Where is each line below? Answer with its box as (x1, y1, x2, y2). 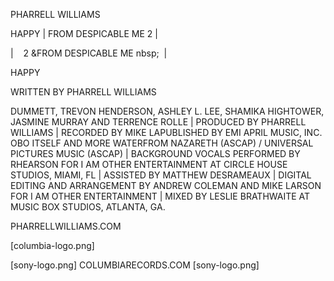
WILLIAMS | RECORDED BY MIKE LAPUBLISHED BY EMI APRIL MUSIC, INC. (10, 127, 323, 138)
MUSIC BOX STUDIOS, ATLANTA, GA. (10, 201, 166, 213)
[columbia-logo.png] (10, 240, 95, 251)
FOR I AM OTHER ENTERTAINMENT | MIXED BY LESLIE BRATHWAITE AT (10, 190, 311, 202)
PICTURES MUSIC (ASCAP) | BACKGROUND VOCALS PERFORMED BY (10, 148, 301, 159)
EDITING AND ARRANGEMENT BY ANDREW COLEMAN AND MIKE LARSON (10, 180, 322, 191)
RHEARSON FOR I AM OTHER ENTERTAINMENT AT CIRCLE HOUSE (10, 159, 288, 170)
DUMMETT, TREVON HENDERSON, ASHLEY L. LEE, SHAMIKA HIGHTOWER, (10, 105, 325, 117)
